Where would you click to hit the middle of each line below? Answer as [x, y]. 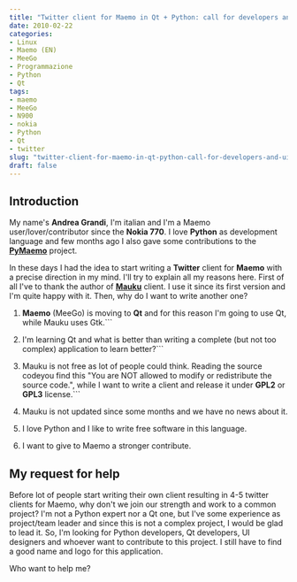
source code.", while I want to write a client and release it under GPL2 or [153, 385]
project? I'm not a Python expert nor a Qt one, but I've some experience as [145, 513]
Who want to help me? [50, 568]
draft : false [33, 165]
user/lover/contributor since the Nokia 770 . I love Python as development [144, 232]
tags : [19, 91]
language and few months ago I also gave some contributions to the [133, 241]
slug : [19, 157]
